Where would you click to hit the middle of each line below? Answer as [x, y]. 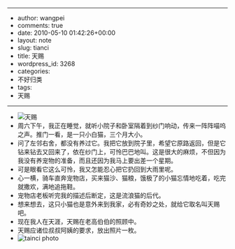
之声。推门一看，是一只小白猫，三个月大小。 [82, 134]
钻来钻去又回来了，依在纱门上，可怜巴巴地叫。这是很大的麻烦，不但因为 [121, 152]
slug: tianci [33, 47]
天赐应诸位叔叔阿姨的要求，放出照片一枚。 [79, 230]
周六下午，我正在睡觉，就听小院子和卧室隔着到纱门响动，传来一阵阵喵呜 [121, 126]
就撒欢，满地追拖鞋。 [48, 187]
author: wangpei [41, 18]
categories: [34, 71]
